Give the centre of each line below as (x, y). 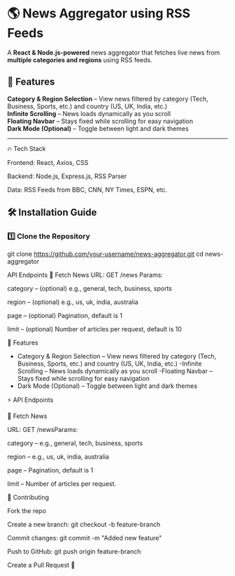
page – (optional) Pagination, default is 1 (65, 316)
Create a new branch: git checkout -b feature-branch (84, 524)
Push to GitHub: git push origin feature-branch (74, 552)
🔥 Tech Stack (27, 148)
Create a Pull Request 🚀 (41, 565)
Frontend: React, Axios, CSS (48, 162)
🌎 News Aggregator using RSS (99, 14)
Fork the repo (27, 511)
